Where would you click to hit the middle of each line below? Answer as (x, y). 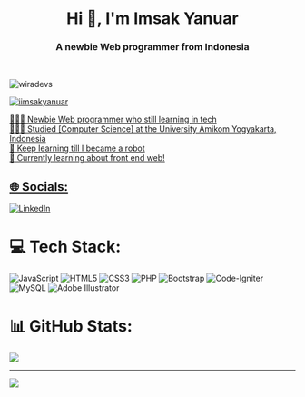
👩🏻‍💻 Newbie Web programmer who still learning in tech (113, 119)
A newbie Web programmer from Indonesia (152, 47)
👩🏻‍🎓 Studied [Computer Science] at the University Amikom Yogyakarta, (143, 129)
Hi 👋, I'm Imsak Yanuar (152, 19)
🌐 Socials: (39, 187)
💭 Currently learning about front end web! (87, 158)
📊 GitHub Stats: (71, 327)
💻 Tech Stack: (65, 247)
